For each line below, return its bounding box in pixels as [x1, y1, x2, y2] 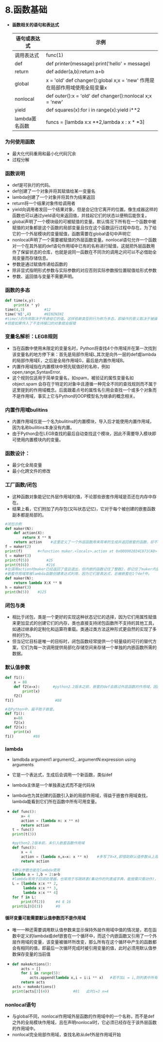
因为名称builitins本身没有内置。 [12, 425, 75, 430]
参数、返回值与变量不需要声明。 [12, 273, 76, 279]
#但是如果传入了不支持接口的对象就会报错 [5, 321, 76, 326]
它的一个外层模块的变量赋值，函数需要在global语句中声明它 [12, 231, 131, 236]
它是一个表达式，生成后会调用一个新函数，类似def [12, 772, 113, 777]
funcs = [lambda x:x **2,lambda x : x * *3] [46, 119, 145, 126]
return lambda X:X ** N [14, 580, 62, 585]
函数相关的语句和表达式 [12, 21, 59, 27]
